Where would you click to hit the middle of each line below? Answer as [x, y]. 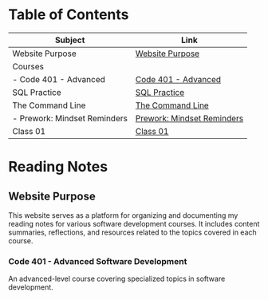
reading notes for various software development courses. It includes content [134, 223]
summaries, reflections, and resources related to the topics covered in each [132, 232]
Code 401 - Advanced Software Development [98, 261]
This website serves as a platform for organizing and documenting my [123, 215]
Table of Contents [69, 15]
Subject [70, 40]
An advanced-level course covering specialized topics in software [117, 279]
